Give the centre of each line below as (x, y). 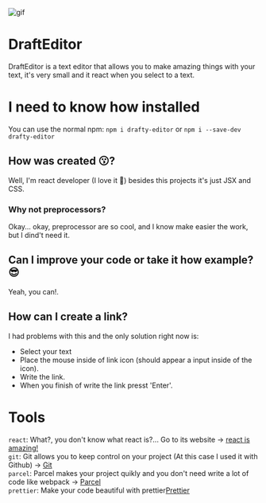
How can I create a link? (68, 317)
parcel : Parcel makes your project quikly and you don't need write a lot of (129, 473)
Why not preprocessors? (57, 209)
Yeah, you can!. (34, 291)
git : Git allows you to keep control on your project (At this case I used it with (133, 456)
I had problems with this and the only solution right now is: (104, 336)
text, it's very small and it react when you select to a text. (102, 75)
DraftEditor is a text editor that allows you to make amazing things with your (132, 66)
